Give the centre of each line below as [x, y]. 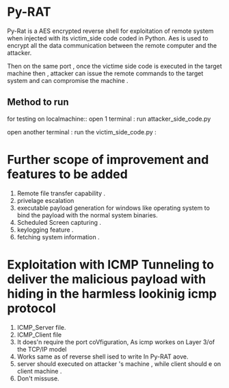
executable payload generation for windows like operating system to [113, 208]
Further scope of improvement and [108, 159]
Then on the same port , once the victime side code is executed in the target [114, 66]
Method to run [38, 102]
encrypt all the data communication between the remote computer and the [112, 45]
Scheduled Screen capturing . [59, 222]
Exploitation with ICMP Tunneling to [110, 264]
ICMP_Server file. [41, 327]
